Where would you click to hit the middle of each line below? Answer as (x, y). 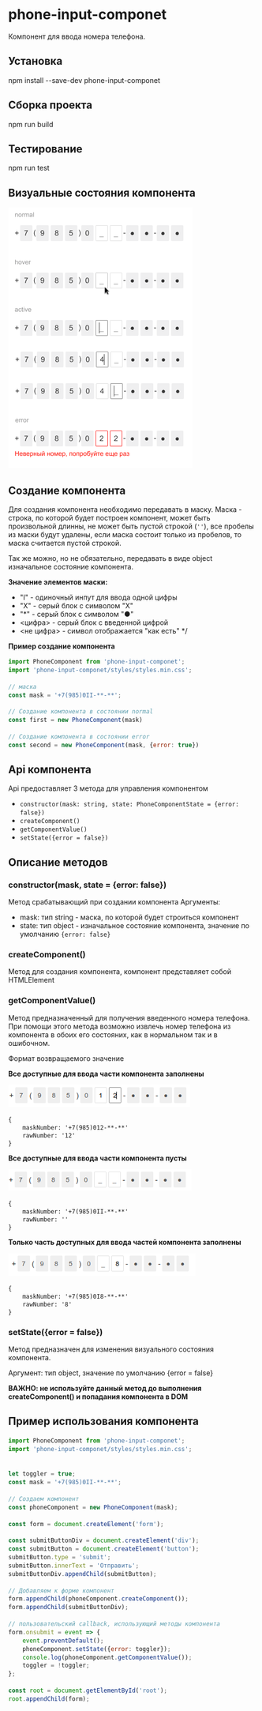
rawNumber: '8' (47, 1304)
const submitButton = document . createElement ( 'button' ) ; (104, 1549)
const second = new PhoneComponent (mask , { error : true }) (104, 745)
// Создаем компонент (44, 1499)
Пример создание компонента (62, 646)
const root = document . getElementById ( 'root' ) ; (88, 1691)
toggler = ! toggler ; (56, 1666)
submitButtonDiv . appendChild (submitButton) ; (82, 1574)
